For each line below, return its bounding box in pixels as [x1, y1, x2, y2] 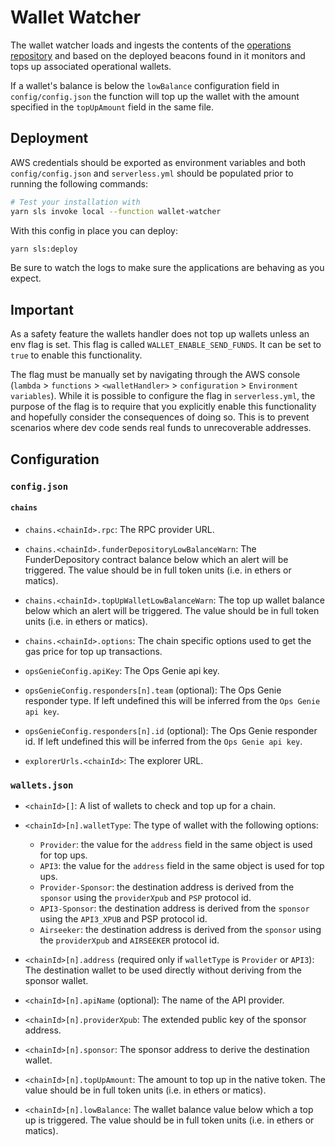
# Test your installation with [10, 197, 141, 207]
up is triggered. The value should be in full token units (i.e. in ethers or [24, 1114, 315, 1126]
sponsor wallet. [24, 975, 89, 986]
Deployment [10, 130, 89, 147]
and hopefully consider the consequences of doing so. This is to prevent [10, 411, 310, 423]
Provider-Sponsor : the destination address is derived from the [39, 881, 295, 893]
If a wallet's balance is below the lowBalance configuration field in [10, 79, 280, 91]
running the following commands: [10, 177, 149, 190]
